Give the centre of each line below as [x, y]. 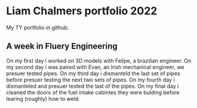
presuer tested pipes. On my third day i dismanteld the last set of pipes [93, 73]
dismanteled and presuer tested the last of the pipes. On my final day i [93, 86]
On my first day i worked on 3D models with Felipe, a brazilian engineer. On [99, 60]
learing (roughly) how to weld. [43, 98]
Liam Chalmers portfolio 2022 [82, 11]
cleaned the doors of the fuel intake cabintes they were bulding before [93, 92]
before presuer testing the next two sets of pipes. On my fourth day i [90, 79]
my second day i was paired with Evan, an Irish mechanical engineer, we [95, 67]
